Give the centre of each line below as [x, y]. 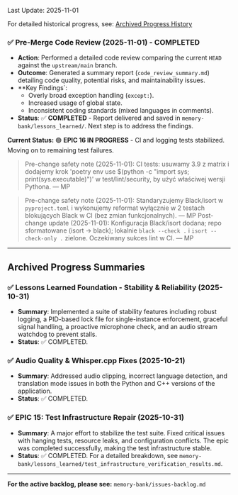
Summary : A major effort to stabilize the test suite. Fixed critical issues [121, 433]
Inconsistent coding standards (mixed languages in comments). [121, 111]
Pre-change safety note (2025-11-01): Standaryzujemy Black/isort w [124, 201]
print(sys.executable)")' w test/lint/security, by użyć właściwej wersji [125, 179]
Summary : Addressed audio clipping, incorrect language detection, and [123, 376]
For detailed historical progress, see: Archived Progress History [100, 24]
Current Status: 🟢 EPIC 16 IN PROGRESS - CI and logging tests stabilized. [116, 140]
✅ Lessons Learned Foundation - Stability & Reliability [102, 287]
